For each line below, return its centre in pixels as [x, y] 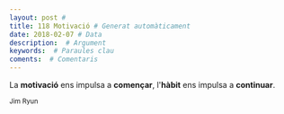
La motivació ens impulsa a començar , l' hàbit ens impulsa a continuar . [142, 85]
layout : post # [38, 18]
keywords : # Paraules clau [62, 51]
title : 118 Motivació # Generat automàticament [100, 26]
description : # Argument [58, 43]
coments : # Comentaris [54, 59]
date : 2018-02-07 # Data [56, 34]
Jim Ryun [24, 101]
